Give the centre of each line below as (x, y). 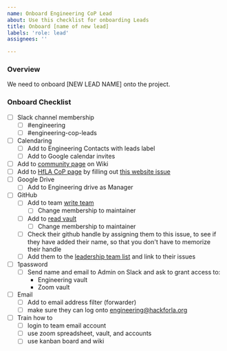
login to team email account (67, 325)
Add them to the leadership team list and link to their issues (111, 257)
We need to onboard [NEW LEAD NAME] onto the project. (89, 84)
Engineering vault (63, 279)
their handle (44, 249)
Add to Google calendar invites (71, 157)
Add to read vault (52, 219)
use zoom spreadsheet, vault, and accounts (89, 333)
